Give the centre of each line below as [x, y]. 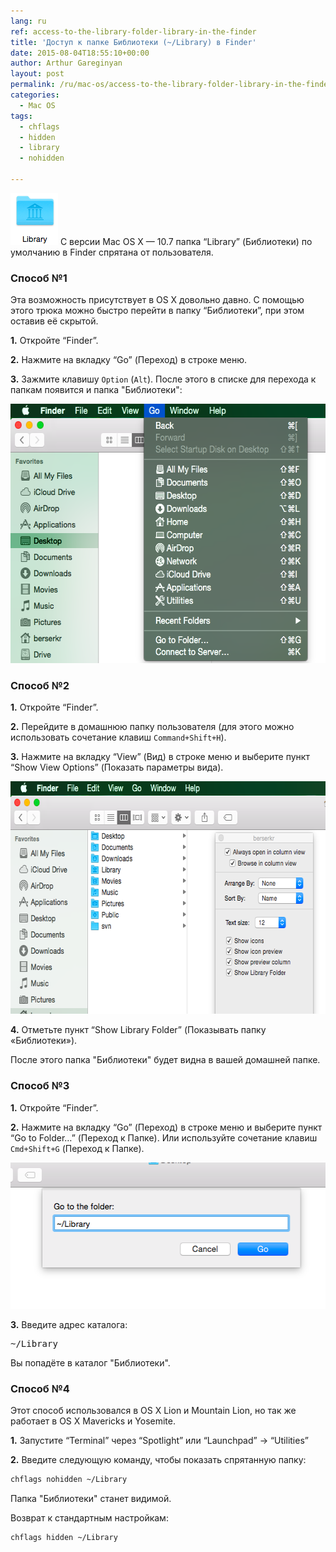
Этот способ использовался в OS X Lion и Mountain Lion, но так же [153, 1411]
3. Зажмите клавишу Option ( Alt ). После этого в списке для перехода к [163, 379]
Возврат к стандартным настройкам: [89, 1517]
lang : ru [28, 21]
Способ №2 [40, 686]
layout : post [37, 74]
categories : [35, 95]
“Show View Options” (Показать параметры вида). [117, 767]
